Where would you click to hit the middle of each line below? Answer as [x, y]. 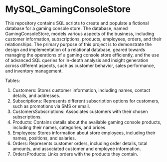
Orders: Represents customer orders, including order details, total [80, 143]
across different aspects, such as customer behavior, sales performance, [80, 65]
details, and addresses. [36, 95]
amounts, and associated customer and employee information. [77, 148]
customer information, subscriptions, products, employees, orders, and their [83, 39]
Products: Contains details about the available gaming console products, [87, 122]
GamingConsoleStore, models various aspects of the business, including [80, 33]
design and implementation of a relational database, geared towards [75, 49]
